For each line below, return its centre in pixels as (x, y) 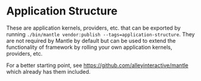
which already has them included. (49, 71)
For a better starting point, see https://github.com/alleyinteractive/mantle (97, 65)
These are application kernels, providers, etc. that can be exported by (94, 28)
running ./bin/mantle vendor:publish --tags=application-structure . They (101, 34)
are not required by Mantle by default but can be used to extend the (91, 40)
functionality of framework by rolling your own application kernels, (89, 47)
